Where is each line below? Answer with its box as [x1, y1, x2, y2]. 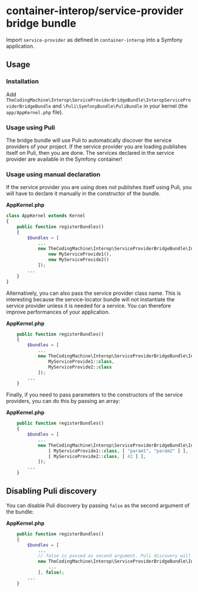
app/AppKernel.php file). [6, 108, 64, 116]
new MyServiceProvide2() [48, 257, 110, 263]
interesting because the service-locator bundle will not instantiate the [6, 295, 175, 302]
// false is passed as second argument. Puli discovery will [37, 553, 192, 559]
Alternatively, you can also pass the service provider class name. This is [6, 290, 181, 297]
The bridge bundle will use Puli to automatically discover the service [6, 136, 172, 144]
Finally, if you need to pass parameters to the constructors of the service [6, 391, 183, 398]
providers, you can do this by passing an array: [6, 398, 121, 405]
